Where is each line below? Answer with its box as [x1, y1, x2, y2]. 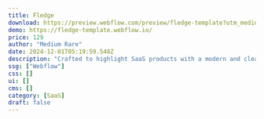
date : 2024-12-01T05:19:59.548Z [8, 48, 114, 56]
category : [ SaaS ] [8, 92, 65, 99]
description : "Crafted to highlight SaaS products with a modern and [8, 56, 241, 63]
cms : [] [8, 84, 34, 92]
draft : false [8, 99, 51, 106]
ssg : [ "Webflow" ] [8, 63, 65, 70]
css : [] [8, 70, 34, 78]
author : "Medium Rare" [8, 41, 82, 49]
